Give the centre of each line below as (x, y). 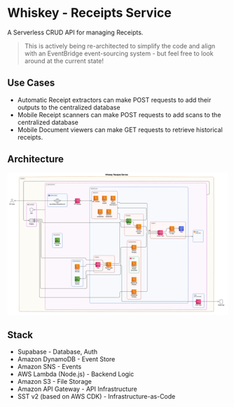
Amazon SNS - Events (49, 367)
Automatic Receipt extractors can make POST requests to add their (114, 100)
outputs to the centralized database (69, 107)
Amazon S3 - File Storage (55, 382)
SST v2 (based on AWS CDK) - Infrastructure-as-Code (96, 396)
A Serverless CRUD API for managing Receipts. (75, 32)
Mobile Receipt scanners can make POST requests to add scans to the (119, 114)
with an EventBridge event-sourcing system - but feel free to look (119, 53)
